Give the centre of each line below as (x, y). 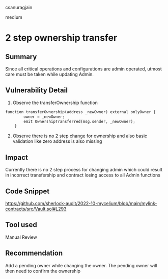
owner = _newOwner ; (44, 117)
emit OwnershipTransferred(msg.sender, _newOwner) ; (80, 121)
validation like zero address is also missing (57, 141)
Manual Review (21, 237)
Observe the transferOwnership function (55, 103)
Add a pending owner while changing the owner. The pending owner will (81, 265)
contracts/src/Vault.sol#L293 (36, 209)
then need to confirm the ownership (43, 271)
